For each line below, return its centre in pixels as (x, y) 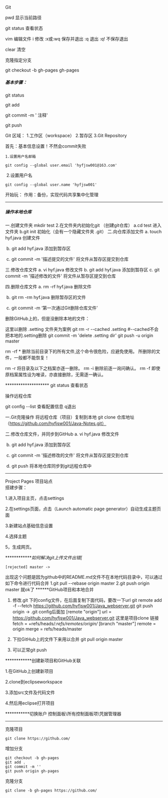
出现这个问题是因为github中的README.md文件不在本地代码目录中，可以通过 (84, 577)
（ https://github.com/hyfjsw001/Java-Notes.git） (56, 423)
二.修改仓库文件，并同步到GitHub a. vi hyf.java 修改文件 (62, 434)
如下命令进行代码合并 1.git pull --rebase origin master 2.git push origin (77, 583)
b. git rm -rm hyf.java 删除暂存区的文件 (46, 297)
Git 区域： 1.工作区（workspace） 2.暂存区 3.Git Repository (66, 135)
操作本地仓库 (18, 212)
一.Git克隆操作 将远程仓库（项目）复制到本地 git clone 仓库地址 (70, 417)
